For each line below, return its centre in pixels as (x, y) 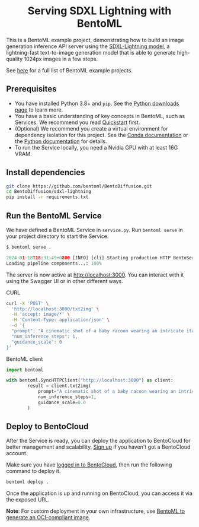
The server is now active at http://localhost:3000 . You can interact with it (95, 275)
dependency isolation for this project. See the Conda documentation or (101, 135)
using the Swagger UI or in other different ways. (65, 281)
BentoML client (25, 359)
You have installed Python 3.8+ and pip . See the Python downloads (97, 103)
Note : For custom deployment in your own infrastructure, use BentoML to (96, 511)
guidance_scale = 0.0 (62, 402)
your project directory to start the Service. (57, 236)
